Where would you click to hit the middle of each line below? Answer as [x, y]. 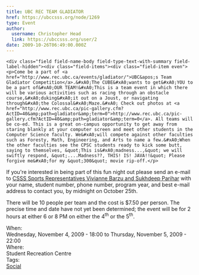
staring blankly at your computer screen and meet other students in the [100, 129]
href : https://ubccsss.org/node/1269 [53, 17]
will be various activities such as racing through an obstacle [88, 93]
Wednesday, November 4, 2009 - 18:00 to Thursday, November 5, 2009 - [96, 234]
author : [16, 28]
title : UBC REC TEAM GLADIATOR [45, 12]
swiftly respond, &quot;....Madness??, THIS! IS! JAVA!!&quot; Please [96, 155]
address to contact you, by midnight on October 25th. [72, 191]
